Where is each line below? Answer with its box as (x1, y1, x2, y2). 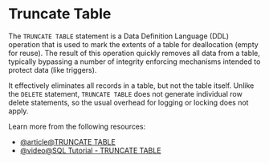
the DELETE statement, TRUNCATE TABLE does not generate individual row (8, 89, 243, 98)
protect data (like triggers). (8, 65, 97, 74)
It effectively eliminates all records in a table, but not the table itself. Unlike (8, 81, 255, 90)
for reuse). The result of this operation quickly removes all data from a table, (8, 48, 261, 58)
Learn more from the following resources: (8, 121, 146, 131)
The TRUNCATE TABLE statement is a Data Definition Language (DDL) (8, 31, 230, 41)
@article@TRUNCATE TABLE (19, 137, 116, 146)
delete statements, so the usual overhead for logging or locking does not (8, 97, 249, 107)
